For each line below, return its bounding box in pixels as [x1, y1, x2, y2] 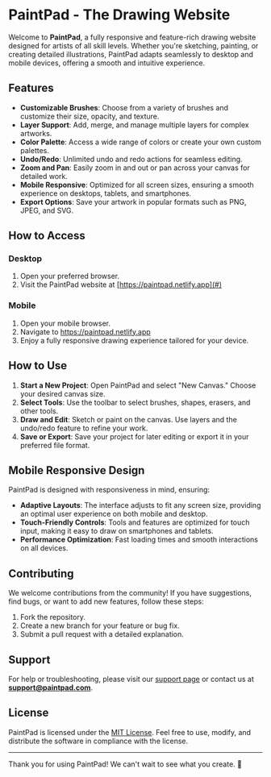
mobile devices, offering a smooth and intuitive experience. [8, 58, 206, 68]
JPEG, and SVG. [19, 206, 74, 215]
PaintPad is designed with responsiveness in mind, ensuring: [8, 485, 211, 495]
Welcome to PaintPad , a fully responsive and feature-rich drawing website [8, 32, 256, 42]
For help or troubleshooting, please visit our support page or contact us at [8, 674, 254, 684]
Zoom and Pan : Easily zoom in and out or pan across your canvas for [19, 163, 250, 172]
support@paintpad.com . [8, 683, 94, 692]
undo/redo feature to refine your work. [19, 423, 148, 433]
